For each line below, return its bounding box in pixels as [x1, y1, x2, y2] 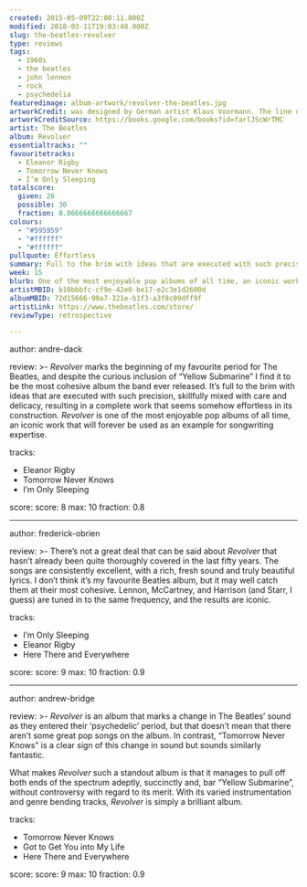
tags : [9, 48, 30, 57]
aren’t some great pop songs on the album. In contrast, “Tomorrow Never [9, 730, 286, 741]
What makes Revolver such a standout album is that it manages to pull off [9, 767, 286, 778]
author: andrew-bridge [9, 693, 95, 704]
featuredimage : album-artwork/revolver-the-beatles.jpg [9, 98, 227, 108]
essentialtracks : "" [9, 141, 89, 150]
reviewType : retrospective [9, 311, 112, 320]
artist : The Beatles [9, 124, 89, 133]
